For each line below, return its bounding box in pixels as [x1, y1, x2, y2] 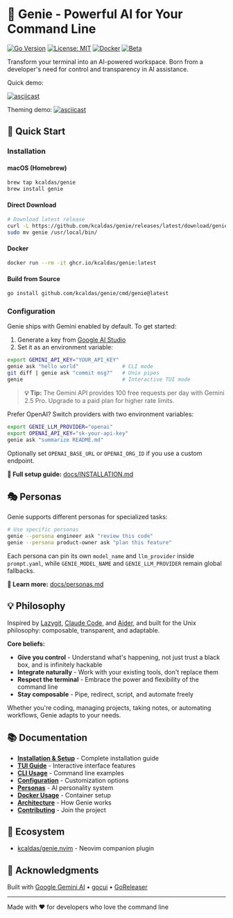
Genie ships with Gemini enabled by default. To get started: [7, 322, 177, 331]
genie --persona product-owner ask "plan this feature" [7, 539, 172, 546]
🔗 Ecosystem [7, 826, 65, 838]
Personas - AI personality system [17, 783, 114, 792]
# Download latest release [7, 216, 85, 223]
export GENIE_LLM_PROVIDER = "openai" [7, 423, 113, 430]
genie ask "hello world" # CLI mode [7, 363, 154, 370]
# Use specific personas [7, 526, 79, 533]
